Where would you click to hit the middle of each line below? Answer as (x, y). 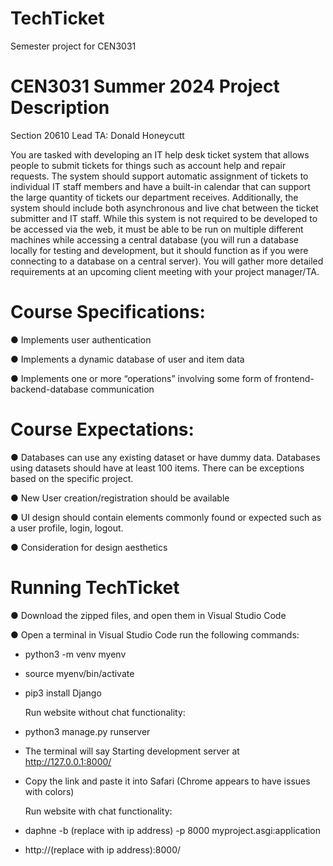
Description (60, 108)
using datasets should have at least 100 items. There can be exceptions (157, 468)
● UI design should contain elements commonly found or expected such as (166, 517)
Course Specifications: (108, 312)
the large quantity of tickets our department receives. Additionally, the (154, 197)
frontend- (294, 378)
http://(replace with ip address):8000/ (103, 849)
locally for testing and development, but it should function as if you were (159, 250)
